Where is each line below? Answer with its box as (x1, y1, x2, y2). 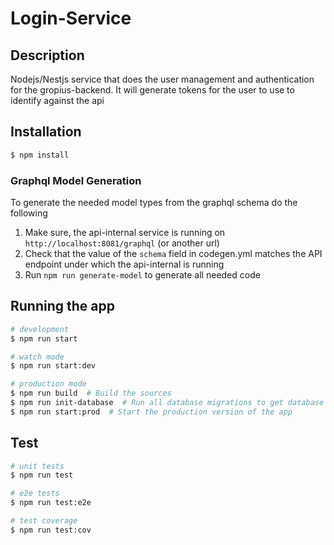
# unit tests (10, 461, 65, 471)
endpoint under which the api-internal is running (24, 258, 225, 270)
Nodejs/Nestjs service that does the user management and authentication (10, 73, 315, 85)
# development (10, 324, 70, 334)
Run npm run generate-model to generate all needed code (24, 268, 261, 281)
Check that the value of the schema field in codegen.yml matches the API (24, 247, 323, 259)
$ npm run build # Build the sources (10, 388, 172, 399)
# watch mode (10, 352, 65, 362)
